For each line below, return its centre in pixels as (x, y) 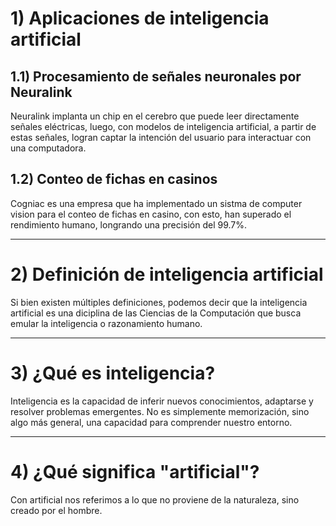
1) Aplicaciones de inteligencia (140, 18)
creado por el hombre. (56, 510)
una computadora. (48, 148)
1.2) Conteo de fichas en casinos (114, 179)
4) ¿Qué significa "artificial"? (135, 471)
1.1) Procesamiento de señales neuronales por (156, 76)
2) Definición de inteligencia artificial (167, 274)
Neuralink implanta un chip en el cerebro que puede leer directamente (155, 116)
